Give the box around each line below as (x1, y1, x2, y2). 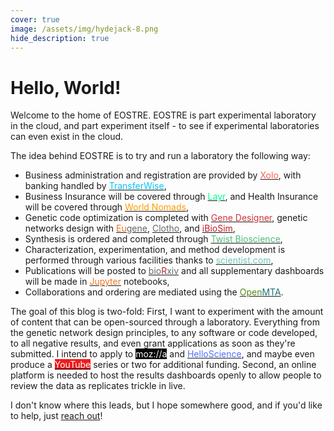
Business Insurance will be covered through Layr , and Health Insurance (24, 191, 319, 203)
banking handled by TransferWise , (24, 180, 167, 192)
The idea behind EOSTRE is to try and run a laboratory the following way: (10, 150, 311, 162)
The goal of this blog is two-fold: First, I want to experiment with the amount (10, 306, 324, 318)
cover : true (10, 14, 60, 25)
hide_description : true (10, 33, 110, 43)
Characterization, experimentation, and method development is (24, 244, 286, 256)
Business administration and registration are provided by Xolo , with (24, 169, 302, 181)
